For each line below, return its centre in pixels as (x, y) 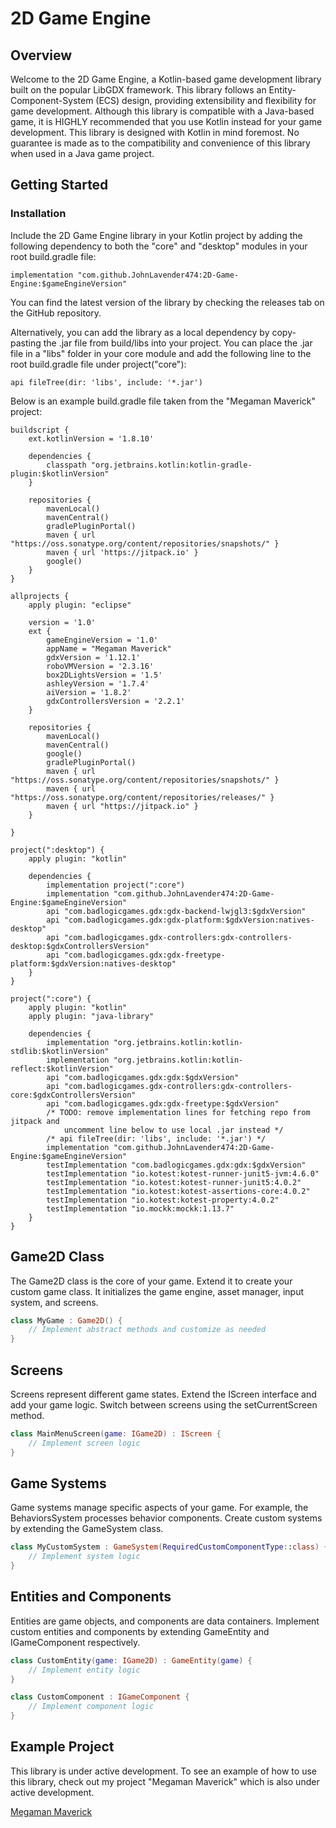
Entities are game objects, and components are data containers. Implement (165, 1621)
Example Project (62, 1747)
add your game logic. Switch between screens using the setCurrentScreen (164, 1404)
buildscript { (40, 430)
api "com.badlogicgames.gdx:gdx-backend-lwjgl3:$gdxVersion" (176, 911)
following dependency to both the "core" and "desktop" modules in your (159, 246)
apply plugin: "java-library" (91, 1016)
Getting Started (59, 185)
